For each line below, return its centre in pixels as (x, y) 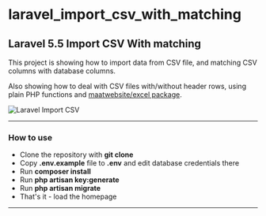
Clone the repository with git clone (76, 155)
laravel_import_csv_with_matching (125, 15)
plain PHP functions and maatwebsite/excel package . (95, 95)
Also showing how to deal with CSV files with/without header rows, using (127, 86)
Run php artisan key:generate (70, 180)
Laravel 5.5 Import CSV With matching (105, 44)
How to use (30, 137)
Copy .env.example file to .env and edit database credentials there (129, 163)
